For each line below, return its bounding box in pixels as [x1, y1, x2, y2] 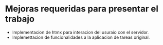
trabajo [5, 13, 35, 24]
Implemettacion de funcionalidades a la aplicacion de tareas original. [12, 34, 150, 40]
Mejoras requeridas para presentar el [5, 3, 159, 14]
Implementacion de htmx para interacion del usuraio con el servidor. [12, 29, 149, 35]
